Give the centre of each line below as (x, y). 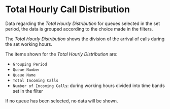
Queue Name (24, 75)
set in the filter (28, 91)
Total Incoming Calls (35, 80)
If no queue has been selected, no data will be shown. (62, 101)
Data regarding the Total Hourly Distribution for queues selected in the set (83, 23)
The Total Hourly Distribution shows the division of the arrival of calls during (85, 39)
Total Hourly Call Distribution (68, 9)
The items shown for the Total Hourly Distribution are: (61, 54)
